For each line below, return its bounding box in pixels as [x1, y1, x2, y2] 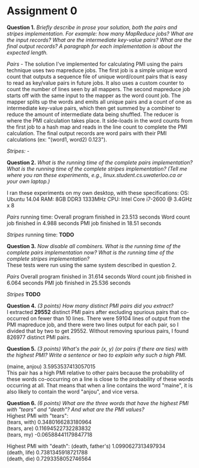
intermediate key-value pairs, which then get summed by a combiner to [7, 104, 181, 111]
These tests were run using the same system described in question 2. [7, 261, 177, 268]
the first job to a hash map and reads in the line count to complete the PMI [7, 123, 188, 130]
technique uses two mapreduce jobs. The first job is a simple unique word [7, 66, 187, 73]
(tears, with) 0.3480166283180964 [7, 418, 92, 425]
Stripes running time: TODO [7, 231, 75, 238]
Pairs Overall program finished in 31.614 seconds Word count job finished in [7, 273, 192, 280]
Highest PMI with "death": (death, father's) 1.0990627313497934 [7, 443, 166, 450]
